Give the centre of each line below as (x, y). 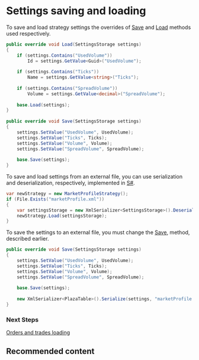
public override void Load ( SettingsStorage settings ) (74, 44)
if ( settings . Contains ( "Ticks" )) (58, 72)
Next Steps (23, 319)
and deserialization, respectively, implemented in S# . (70, 183)
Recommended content (50, 351)
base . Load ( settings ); (43, 105)
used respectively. (29, 33)
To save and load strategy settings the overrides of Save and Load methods (99, 27)
